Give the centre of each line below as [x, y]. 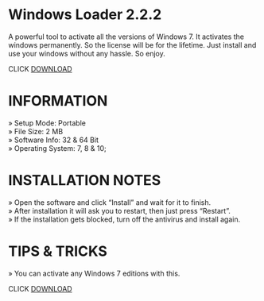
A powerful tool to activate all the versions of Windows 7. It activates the [126, 37]
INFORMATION [58, 101]
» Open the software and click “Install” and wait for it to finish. [110, 202]
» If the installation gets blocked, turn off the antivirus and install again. [124, 219]
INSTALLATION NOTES [85, 181]
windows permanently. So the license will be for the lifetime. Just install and [132, 44]
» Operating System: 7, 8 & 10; [57, 148]
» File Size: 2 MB [36, 131]
